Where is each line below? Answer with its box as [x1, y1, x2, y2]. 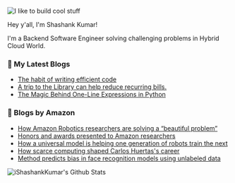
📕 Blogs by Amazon [7, 108, 76, 118]
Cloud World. [7, 42, 46, 49]
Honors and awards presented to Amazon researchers [17, 131, 176, 140]
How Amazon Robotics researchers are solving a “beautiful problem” [17, 124, 218, 132]
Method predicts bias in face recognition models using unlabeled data [17, 154, 221, 163]
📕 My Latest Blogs [7, 59, 71, 69]
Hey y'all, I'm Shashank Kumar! [7, 20, 98, 28]
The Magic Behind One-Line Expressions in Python [17, 90, 166, 99]
